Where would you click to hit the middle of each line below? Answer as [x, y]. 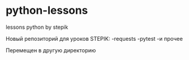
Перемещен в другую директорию [51, 50]
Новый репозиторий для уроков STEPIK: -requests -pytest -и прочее [94, 38]
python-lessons [47, 10]
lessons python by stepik [37, 27]
